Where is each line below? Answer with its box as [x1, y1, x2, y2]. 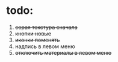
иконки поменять [14, 36, 60, 43]
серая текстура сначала [14, 23, 78, 31]
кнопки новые [14, 29, 52, 37]
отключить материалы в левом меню [14, 49, 112, 56]
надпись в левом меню [14, 43, 75, 50]
